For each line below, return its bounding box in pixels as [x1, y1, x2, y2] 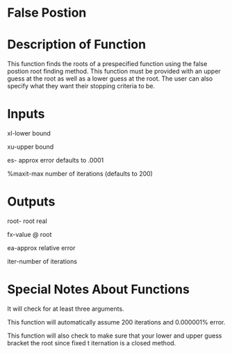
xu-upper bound [7, 142, 54, 151]
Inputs [7, 106, 45, 122]
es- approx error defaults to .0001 [7, 156, 104, 165]
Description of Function [7, 37, 147, 53]
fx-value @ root [7, 231, 52, 238]
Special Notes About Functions [7, 281, 190, 297]
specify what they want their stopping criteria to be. [7, 82, 155, 90]
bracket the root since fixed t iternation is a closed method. [7, 338, 176, 347]
